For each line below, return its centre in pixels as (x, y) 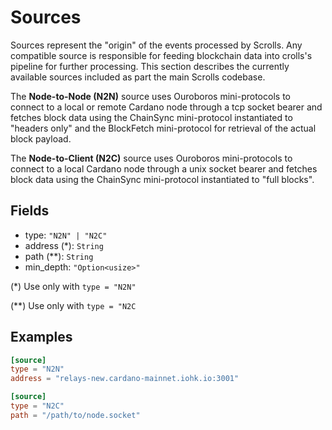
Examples (41, 337)
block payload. (41, 138)
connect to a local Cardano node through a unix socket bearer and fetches (164, 168)
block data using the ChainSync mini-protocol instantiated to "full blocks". (162, 179)
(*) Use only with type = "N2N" (73, 286)
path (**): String (59, 256)
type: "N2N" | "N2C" (66, 235)
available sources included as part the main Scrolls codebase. (138, 77)
